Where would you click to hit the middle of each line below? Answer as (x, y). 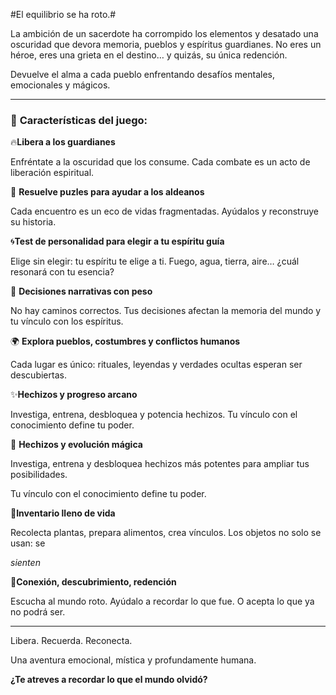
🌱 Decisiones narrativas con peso (81, 291)
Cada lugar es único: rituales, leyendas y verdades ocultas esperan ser (156, 365)
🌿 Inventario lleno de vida (63, 513)
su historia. (33, 222)
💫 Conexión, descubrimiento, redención (93, 582)
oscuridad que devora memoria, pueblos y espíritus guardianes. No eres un (166, 44)
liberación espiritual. (52, 173)
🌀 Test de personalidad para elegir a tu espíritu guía (117, 241)
